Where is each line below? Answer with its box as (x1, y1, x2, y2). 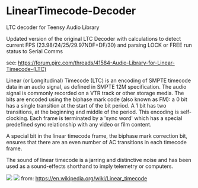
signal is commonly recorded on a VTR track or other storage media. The (6, 89, 184, 96)
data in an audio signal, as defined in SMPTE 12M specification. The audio (6, 83, 187, 90)
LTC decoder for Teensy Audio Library (6, 24, 100, 31)
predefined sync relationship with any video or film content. (6, 121, 152, 128)
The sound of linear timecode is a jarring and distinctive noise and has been (6, 156, 191, 163)
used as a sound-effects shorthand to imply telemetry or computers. (6, 163, 174, 170)
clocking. (6, 114, 28, 122)
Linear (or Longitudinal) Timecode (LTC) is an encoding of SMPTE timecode (6, 77, 191, 84)
